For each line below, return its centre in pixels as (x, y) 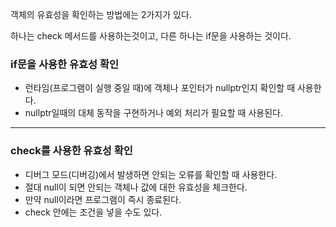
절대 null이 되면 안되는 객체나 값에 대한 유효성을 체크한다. (136, 187)
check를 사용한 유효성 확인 (71, 151)
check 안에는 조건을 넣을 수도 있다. (93, 212)
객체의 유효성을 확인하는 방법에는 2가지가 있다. (101, 14)
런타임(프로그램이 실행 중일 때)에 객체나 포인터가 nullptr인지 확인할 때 (160, 88)
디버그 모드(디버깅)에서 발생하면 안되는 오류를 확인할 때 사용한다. (151, 174)
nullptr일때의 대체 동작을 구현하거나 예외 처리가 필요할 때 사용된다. (153, 113)
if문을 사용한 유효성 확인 (65, 64)
